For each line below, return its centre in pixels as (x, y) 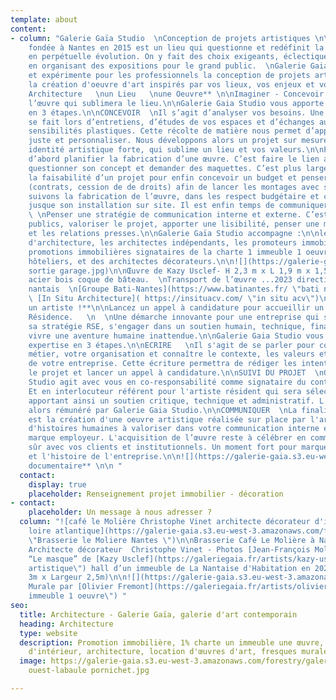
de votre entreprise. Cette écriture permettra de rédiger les (163, 364)
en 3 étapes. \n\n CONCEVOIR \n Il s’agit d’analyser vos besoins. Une (176, 112)
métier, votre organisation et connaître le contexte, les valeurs (171, 354)
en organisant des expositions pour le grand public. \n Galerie (167, 66)
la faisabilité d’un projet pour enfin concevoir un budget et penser (178, 177)
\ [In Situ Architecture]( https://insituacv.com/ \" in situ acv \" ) (174, 299)
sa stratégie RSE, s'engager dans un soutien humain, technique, (167, 326)
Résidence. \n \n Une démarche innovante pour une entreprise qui (174, 317)
